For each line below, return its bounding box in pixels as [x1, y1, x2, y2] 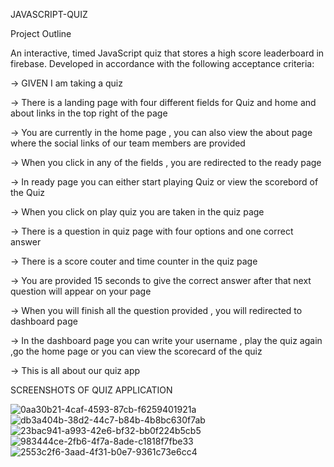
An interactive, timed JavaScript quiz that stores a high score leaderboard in [10, 47, 325, 59]
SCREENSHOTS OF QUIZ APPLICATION [10, 384, 173, 396]
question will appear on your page [10, 285, 152, 297]
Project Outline [10, 28, 72, 39]
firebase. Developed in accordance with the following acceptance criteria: [10, 58, 315, 69]
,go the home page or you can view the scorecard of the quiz [10, 345, 263, 357]
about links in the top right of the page [10, 107, 168, 119]
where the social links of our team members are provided [10, 137, 246, 149]
